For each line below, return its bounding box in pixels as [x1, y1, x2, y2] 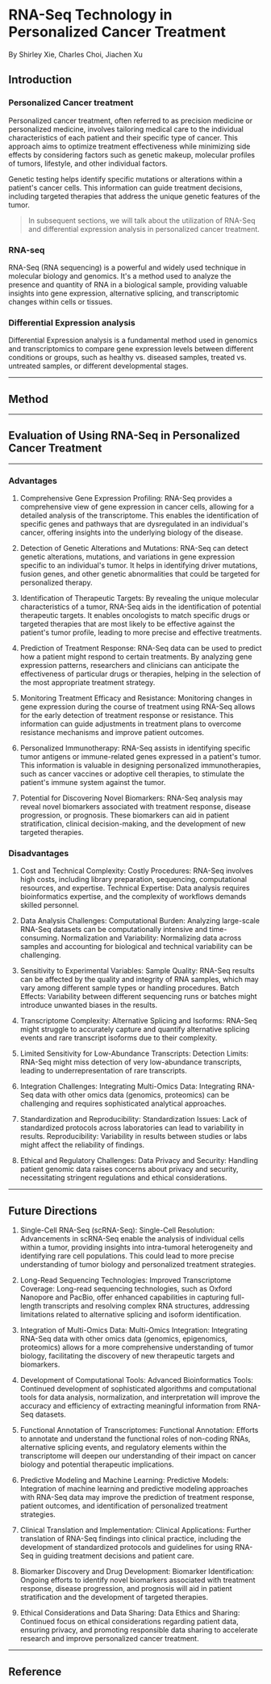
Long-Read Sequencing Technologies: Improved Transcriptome [19, 1275, 231, 1285]
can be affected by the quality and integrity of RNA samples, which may [19, 975, 260, 985]
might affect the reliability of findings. [19, 1140, 145, 1150]
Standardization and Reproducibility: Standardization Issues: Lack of [19, 1115, 248, 1124]
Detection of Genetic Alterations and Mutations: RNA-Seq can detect [19, 544, 248, 553]
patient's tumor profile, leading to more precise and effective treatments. [19, 628, 262, 637]
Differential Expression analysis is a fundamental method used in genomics [8, 335, 258, 345]
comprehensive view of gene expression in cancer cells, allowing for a [19, 502, 254, 512]
